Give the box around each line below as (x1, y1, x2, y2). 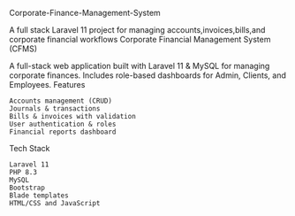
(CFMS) (9, 43, 38, 54)
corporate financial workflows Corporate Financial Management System (9, 35, 271, 44)
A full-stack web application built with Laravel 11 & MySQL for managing (9, 61, 270, 71)
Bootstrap (9, 183, 46, 192)
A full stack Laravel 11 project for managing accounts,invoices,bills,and (9, 25, 266, 35)
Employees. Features (9, 80, 86, 89)
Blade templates (9, 191, 69, 200)
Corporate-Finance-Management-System (9, 8, 161, 18)
